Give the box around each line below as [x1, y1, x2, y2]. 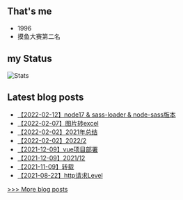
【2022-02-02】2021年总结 [17, 128, 98, 136]
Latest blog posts [7, 92, 84, 103]
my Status [7, 53, 52, 65]
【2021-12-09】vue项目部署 [17, 145, 99, 153]
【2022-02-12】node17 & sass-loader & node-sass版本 [17, 110, 176, 119]
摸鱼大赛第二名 [17, 32, 61, 40]
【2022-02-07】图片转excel [17, 119, 99, 128]
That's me [7, 6, 52, 17]
